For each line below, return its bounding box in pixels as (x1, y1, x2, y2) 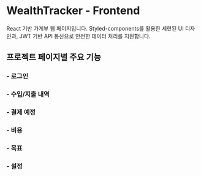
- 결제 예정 (6, 108, 36, 117)
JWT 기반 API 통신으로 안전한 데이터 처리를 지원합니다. (19, 32, 151, 40)
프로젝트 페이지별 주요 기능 (6, 52, 101, 63)
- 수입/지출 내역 (6, 90, 50, 99)
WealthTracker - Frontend (6, 4, 140, 18)
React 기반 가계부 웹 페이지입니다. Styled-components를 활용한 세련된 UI (6, 25, 184, 32)
